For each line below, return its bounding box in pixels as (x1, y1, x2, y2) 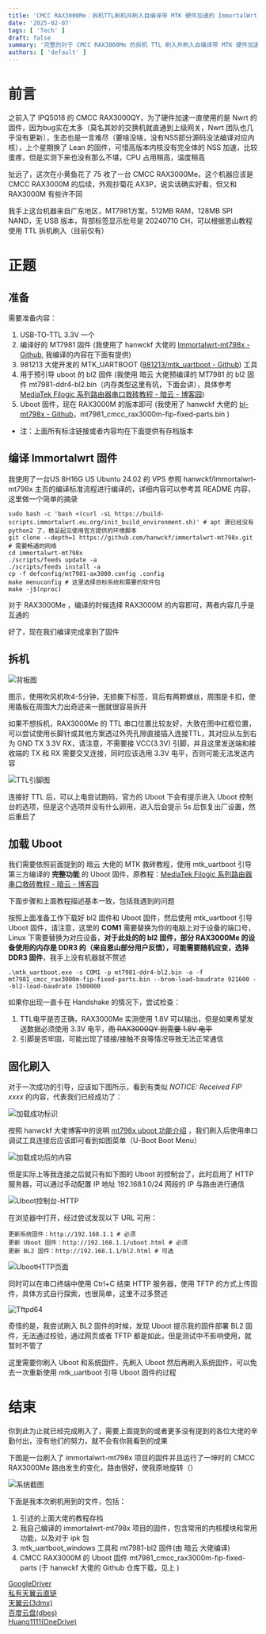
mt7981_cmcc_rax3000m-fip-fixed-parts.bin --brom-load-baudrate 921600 (8, 976, 249, 984)
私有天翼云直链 (8, 1588, 57, 1598)
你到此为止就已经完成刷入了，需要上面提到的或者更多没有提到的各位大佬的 (8, 1426, 251, 1436)
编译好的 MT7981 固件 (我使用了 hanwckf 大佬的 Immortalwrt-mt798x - (19, 339, 251, 349)
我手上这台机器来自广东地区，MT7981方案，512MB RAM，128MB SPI (8, 205, 234, 215)
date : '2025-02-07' (8, 19, 73, 27)
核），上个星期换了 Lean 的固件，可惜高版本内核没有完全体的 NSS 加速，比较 (8, 142, 258, 152)
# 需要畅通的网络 (8, 542, 57, 550)
